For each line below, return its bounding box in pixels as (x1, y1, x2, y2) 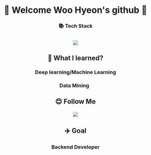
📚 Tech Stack (58, 22, 93, 29)
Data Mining (59, 82, 89, 89)
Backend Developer (51, 144, 100, 151)
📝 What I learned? (47, 54, 104, 62)
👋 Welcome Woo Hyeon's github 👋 (3, 4, 148, 16)
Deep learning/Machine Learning (35, 69, 116, 76)
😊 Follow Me (55, 97, 96, 106)
